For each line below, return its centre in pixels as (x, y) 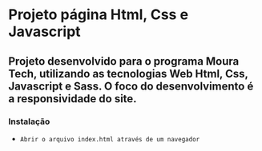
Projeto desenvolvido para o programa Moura (124, 61)
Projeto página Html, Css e (99, 15)
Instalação (29, 121)
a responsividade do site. (73, 99)
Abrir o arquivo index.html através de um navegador (110, 139)
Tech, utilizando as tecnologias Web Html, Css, (128, 74)
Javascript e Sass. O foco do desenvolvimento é (131, 86)
